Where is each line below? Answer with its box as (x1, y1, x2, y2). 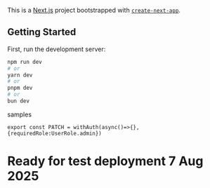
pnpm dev (7, 84, 33, 92)
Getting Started (7, 26, 77, 38)
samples (7, 110, 32, 119)
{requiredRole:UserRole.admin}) (7, 130, 102, 137)
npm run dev (7, 58, 42, 65)
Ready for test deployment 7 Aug (7, 154, 204, 169)
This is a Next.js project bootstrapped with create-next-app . (7, 6, 181, 14)
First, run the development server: (7, 45, 106, 53)
